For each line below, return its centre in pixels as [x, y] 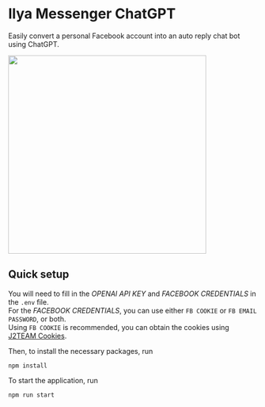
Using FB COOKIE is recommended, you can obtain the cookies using [119, 327]
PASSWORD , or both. [37, 319]
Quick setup [39, 275]
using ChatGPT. [34, 44]
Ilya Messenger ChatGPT [92, 14]
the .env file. [28, 301]
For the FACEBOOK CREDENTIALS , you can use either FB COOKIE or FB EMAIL [132, 310]
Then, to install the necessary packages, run [81, 351]
